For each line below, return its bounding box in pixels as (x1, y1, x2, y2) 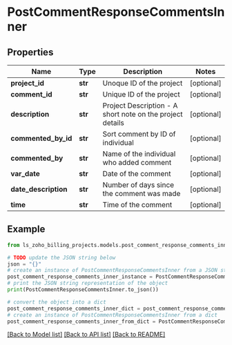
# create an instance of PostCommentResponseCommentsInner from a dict (7, 311, 217, 318)
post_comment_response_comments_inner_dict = (7, 305, 140, 312)
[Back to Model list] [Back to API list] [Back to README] (7, 331, 166, 339)
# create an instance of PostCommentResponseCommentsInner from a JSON (7, 267, 217, 274)
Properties (7, 46, 54, 58)
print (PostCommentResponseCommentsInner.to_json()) (7, 286, 159, 293)
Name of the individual (102, 149, 176, 159)
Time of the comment (102, 200, 173, 209)
